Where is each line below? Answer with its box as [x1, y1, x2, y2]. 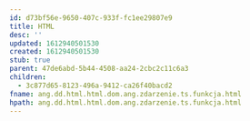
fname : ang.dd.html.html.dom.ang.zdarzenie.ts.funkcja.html [9, 89, 243, 98]
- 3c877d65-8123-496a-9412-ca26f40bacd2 [17, 81, 173, 90]
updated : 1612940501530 [9, 38, 100, 48]
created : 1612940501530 [9, 47, 100, 56]
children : [9, 73, 47, 82]
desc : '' [9, 30, 43, 39]
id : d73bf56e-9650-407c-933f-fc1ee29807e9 [9, 13, 173, 23]
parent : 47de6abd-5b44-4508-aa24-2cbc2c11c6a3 [9, 65, 189, 74]
